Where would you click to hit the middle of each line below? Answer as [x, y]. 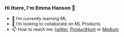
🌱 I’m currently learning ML [39, 19]
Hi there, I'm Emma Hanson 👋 [40, 8]
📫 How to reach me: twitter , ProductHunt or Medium [65, 30]
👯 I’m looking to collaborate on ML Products [56, 24]
